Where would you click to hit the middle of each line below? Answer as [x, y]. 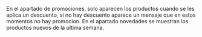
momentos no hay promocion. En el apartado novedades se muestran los [97, 21]
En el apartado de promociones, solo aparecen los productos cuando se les [100, 9]
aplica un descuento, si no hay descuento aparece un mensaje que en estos [101, 15]
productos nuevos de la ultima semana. [55, 27]
